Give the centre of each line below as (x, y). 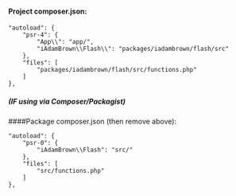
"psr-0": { (41, 143)
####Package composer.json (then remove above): (93, 122)
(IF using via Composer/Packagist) (67, 101)
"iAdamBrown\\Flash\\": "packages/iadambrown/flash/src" (133, 49)
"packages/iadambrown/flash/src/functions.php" (117, 70)
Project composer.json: (48, 11)
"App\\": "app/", (65, 42)
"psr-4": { (41, 35)
